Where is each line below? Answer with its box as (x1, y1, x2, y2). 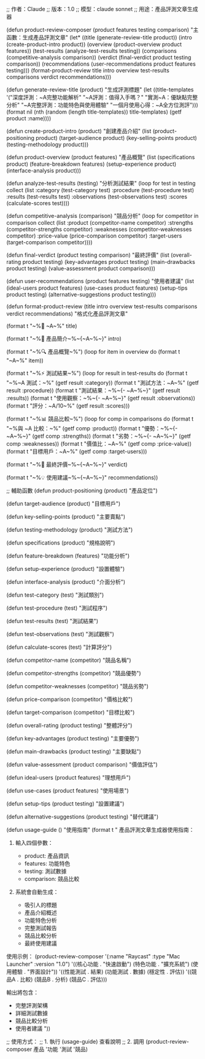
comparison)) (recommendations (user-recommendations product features (6, 60, 196, 68)
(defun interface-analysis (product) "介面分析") (6, 578, 126, 585)
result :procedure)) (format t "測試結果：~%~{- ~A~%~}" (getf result (6, 387, 180, 394)
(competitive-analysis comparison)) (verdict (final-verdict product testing (6, 54, 191, 61)
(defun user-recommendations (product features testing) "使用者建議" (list (6, 277, 195, 284)
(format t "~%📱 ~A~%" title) (6, 322, 78, 330)
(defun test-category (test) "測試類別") (6, 591, 104, 599)
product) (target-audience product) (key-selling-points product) (36, 134, 198, 141)
